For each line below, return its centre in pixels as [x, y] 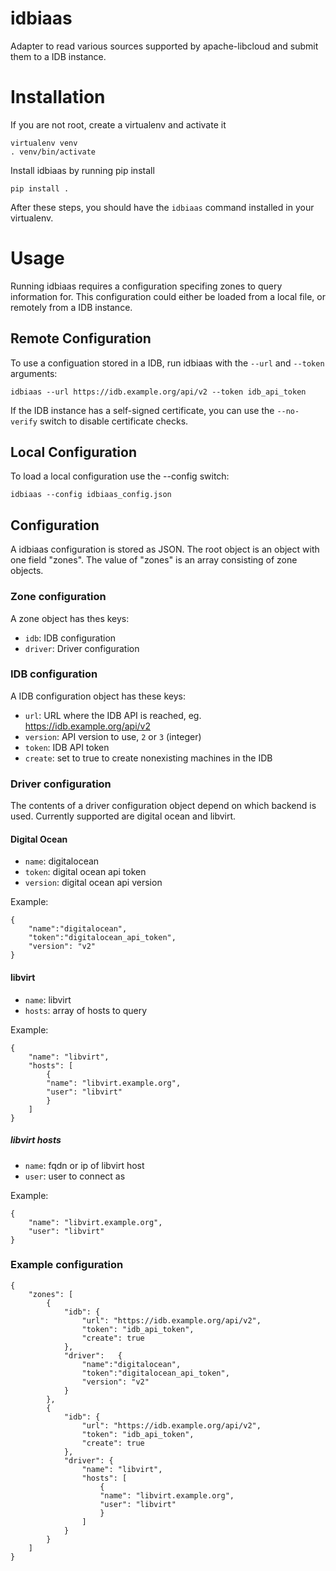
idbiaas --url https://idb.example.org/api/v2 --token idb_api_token [158, 392]
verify [24, 422]
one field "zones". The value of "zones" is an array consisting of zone [154, 560]
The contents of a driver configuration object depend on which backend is [163, 806]
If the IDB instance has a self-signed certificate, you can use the [142, 410]
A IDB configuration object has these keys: [98, 696]
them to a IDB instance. [58, 56]
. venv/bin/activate [53, 152]
